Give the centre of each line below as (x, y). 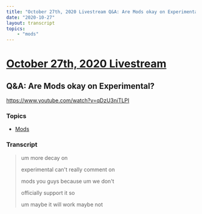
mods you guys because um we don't (67, 181)
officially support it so (48, 192)
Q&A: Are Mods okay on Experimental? (81, 86)
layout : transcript (31, 23)
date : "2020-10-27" (31, 17)
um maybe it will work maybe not (62, 204)
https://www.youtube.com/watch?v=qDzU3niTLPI (68, 100)
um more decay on (44, 157)
